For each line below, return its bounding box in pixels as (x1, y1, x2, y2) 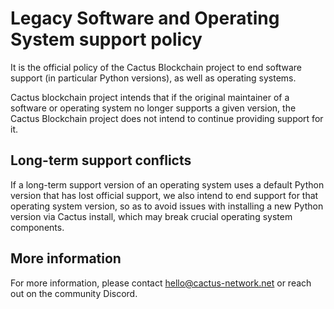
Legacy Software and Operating (10, 7, 280, 30)
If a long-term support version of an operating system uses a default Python (10, 178, 325, 191)
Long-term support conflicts (10, 152, 192, 169)
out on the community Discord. (10, 287, 138, 299)
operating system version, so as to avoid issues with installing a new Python (10, 200, 324, 212)
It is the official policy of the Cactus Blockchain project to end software (10, 61, 302, 73)
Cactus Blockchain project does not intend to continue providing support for (10, 112, 324, 124)
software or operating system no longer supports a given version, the (10, 102, 297, 114)
